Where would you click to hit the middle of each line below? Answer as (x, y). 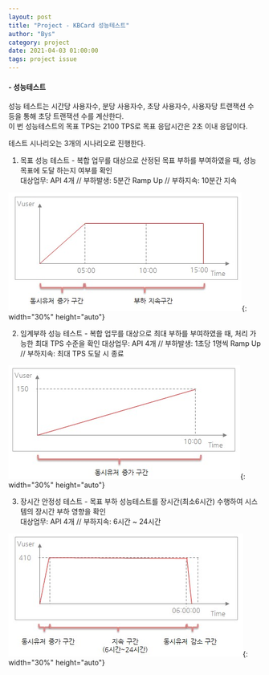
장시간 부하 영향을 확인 (71, 512)
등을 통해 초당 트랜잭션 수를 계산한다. (66, 116)
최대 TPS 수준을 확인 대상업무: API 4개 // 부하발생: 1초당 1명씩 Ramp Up (148, 344)
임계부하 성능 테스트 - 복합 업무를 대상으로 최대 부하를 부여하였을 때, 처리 (134, 334)
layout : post (30, 17)
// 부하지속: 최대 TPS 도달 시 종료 (72, 354)
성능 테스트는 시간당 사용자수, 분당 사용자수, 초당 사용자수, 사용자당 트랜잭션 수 (131, 106)
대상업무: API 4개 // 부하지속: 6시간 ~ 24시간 (90, 522)
